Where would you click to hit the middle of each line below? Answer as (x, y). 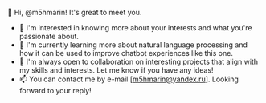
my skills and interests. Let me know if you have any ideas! (116, 70)
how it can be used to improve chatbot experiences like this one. (126, 53)
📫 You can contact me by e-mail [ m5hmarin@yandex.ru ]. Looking (129, 79)
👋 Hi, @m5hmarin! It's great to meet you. (75, 12)
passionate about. (49, 36)
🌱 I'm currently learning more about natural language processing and (133, 45)
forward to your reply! (55, 91)
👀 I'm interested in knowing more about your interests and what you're (135, 28)
